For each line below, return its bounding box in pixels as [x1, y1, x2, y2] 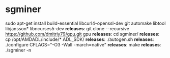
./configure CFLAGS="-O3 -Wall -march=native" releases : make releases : [5, 41, 161, 47]
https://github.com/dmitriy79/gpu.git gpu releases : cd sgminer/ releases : [5, 31, 159, 37]
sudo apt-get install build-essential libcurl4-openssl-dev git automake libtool [5, 20, 166, 26]
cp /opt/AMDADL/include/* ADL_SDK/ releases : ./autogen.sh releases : [5, 36, 154, 42]
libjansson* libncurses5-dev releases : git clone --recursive [5, 25, 130, 31]
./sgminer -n [5, 47, 32, 53]
